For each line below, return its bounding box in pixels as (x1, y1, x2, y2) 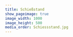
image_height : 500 (5, 20, 42, 25)
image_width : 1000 (5, 16, 42, 21)
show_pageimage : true (5, 12, 49, 16)
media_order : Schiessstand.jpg (5, 25, 69, 30)
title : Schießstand (5, 7, 45, 12)
